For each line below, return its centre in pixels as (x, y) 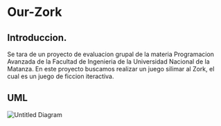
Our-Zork (35, 12)
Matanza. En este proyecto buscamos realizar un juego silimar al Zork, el (111, 69)
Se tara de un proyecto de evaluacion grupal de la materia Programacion (111, 54)
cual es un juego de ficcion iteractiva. (61, 76)
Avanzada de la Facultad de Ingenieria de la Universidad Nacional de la (108, 62)
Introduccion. (37, 38)
